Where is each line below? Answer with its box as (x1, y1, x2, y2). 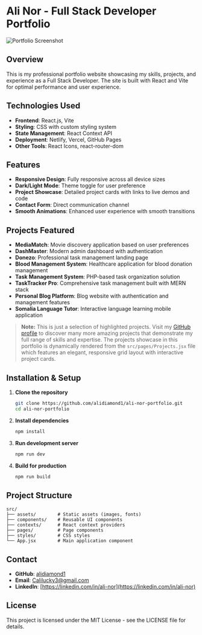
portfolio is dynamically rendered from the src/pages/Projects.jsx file (21, 342, 196, 350)
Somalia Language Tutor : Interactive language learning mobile (14, 305, 171, 313)
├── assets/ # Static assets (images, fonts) (6, 511, 142, 518)
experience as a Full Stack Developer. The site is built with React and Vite (6, 77, 189, 84)
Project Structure (6, 490, 72, 501)
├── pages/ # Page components (6, 527, 104, 534)
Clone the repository (14, 389, 68, 396)
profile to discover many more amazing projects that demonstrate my (21, 330, 193, 337)
